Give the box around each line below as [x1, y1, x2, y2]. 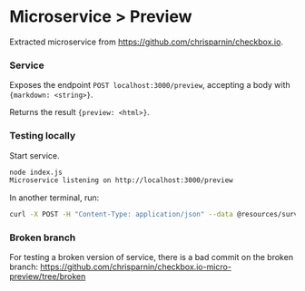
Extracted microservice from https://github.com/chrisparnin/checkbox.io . [9, 36, 284, 47]
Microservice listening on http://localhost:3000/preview [9, 176, 233, 185]
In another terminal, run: [9, 192, 100, 203]
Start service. [9, 150, 60, 160]
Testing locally [9, 130, 76, 142]
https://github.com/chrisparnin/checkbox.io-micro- [40, 261, 231, 273]
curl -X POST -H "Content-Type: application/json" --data [9, 210, 233, 219]
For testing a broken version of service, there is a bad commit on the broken [9, 252, 293, 263]
